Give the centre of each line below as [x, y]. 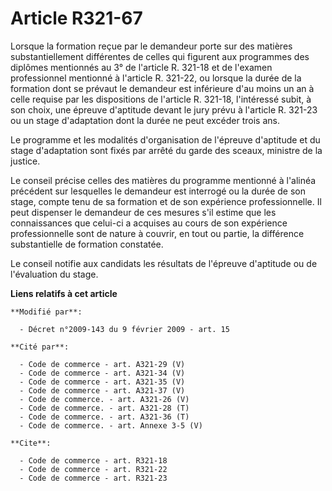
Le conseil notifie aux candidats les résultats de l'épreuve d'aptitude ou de [164, 263]
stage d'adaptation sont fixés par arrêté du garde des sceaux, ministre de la [166, 150]
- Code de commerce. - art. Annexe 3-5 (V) [111, 425]
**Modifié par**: [46, 312]
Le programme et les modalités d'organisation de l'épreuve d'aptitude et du [165, 139]
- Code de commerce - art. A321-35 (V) [102, 382]
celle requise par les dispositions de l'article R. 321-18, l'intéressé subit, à [161, 99]
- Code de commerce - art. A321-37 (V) [102, 390]
